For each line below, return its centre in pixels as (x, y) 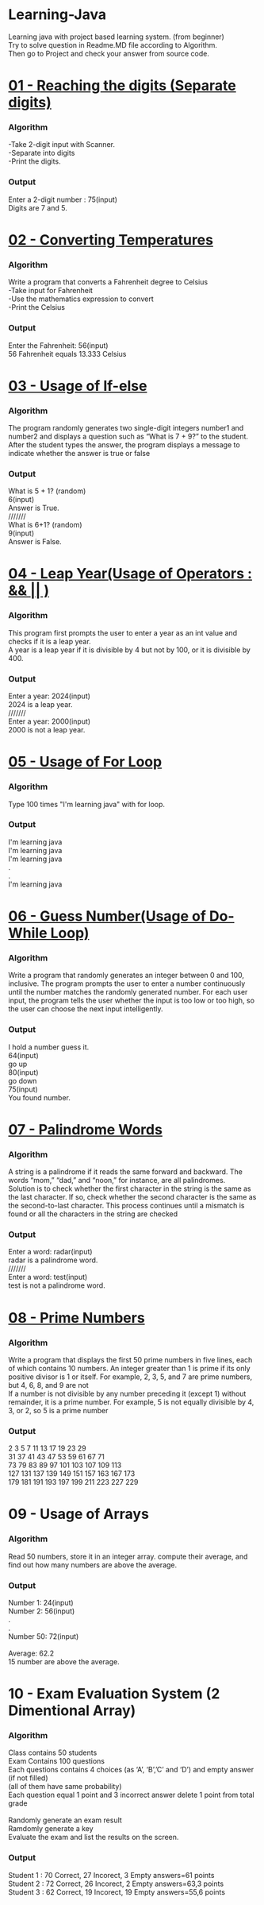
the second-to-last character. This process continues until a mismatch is (126, 1206)
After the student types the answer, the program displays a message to (124, 444)
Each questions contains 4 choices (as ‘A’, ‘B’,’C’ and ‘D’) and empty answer (131, 1770)
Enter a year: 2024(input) (50, 696)
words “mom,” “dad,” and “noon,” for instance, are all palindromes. (117, 1180)
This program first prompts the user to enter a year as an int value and (123, 632)
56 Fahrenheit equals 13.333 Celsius (67, 354)
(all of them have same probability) (65, 1787)
